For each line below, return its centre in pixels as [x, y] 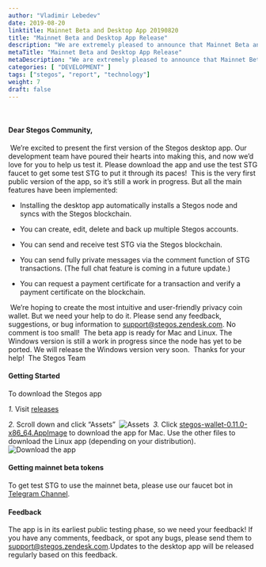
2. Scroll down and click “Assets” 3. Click [93, 424]
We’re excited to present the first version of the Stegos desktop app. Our [128, 147]
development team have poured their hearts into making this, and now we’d [131, 156]
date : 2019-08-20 [37, 23]
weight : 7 [25, 82]
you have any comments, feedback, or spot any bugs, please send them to [130, 538]
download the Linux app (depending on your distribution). [102, 441]
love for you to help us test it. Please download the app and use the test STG [133, 164]
